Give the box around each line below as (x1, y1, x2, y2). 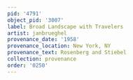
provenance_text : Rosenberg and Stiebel (7, 49, 127, 56)
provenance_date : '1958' (7, 36, 80, 43)
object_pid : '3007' (7, 17, 64, 24)
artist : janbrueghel (7, 29, 68, 37)
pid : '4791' (7, 10, 42, 17)
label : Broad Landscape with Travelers (7, 23, 124, 30)
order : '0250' (7, 62, 49, 69)
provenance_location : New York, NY (7, 42, 111, 49)
